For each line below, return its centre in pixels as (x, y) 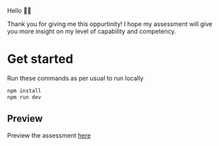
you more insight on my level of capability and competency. (92, 31)
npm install (24, 91)
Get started (40, 59)
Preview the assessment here (49, 135)
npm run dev (24, 97)
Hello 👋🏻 (20, 11)
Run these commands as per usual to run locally (75, 78)
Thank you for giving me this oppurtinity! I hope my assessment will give (110, 24)
